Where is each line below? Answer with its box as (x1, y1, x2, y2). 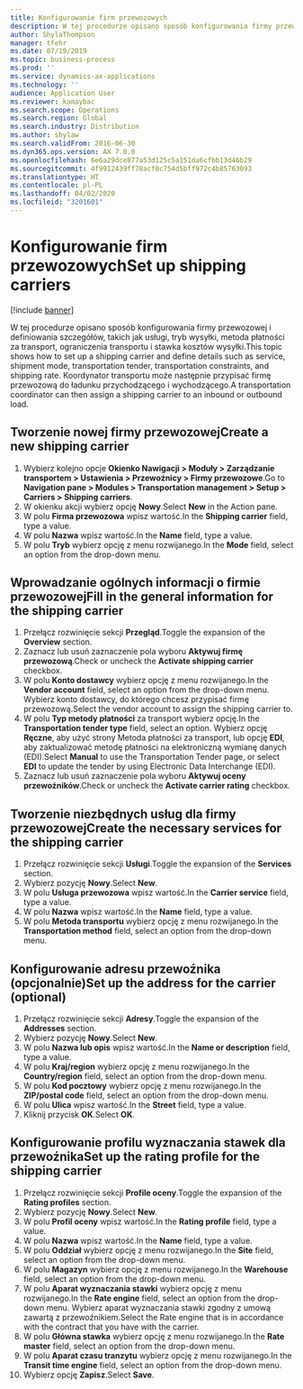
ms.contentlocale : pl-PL (10, 181, 103, 190)
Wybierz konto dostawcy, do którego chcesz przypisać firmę (22, 694, 250, 705)
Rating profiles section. (22, 1196, 111, 1208)
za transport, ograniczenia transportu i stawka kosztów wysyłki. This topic (10, 341, 282, 352)
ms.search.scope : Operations (10, 105, 120, 114)
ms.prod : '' (10, 64, 55, 73)
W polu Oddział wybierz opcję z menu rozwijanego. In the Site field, (22, 1245, 274, 1256)
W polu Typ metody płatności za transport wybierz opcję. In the (22, 713, 260, 724)
